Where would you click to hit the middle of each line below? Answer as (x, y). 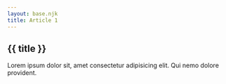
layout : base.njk (33, 14)
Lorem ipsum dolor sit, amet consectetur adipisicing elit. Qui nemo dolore (113, 65)
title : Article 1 (33, 20)
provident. (22, 73)
